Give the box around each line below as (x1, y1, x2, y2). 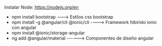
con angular (11, 24, 37, 30)
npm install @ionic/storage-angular (11, 30, 85, 35)
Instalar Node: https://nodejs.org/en (4, 4, 79, 10)
